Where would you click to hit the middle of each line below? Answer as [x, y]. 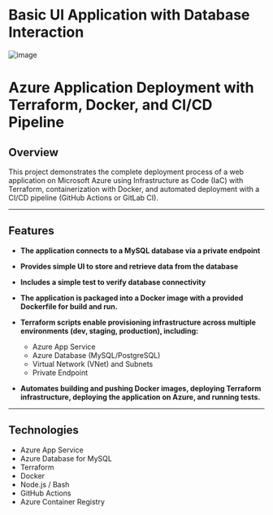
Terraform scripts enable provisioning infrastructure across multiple [138, 322]
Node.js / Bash [45, 484]
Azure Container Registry [63, 501]
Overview [34, 152]
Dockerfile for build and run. [69, 306]
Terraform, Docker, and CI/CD [110, 105]
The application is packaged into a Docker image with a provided [132, 298]
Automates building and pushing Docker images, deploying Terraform [141, 388]
